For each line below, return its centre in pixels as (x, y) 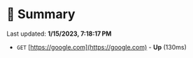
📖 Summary (41, 14)
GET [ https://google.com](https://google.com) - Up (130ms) (101, 47)
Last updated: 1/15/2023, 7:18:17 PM (59, 34)
